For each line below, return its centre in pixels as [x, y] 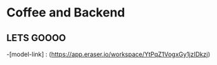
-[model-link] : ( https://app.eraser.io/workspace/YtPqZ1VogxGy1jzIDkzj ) [108, 54]
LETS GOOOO [36, 38]
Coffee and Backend [66, 13]
